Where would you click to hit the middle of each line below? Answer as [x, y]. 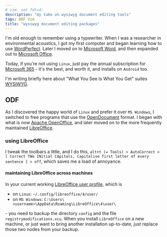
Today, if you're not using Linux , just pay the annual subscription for [75, 64]
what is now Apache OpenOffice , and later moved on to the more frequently [83, 123]
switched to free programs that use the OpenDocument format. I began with [83, 117]
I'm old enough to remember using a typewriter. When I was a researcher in [83, 38]
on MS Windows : [28, 199]
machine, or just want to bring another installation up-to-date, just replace [81, 224]
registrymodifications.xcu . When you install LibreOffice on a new [75, 218]
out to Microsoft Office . [29, 54]
